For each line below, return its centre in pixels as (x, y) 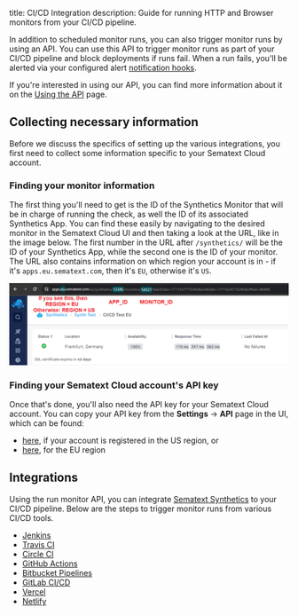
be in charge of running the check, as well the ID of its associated (129, 214)
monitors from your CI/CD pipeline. (73, 22)
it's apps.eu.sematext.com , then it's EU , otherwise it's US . (110, 271)
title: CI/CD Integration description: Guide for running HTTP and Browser (141, 13)
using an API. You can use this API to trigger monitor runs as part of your (142, 49)
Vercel (34, 591)
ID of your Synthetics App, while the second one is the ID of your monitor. (144, 252)
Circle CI (38, 554)
